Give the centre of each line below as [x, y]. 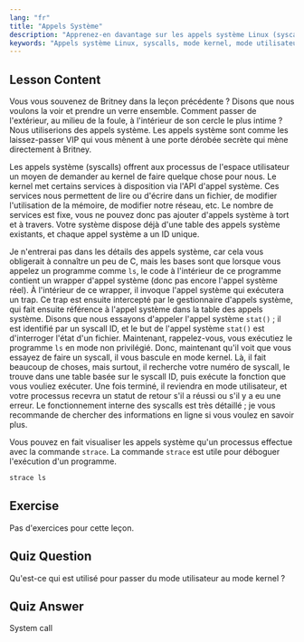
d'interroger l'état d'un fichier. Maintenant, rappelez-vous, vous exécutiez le [151, 338]
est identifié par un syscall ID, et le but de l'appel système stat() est [137, 329]
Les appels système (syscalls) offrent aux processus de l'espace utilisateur [150, 167]
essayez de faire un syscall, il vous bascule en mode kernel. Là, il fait [138, 357]
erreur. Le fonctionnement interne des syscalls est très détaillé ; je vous [142, 406]
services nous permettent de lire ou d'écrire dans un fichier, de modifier [143, 196]
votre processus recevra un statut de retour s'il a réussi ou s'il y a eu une [145, 396]
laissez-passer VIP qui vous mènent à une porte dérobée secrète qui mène [149, 140]
